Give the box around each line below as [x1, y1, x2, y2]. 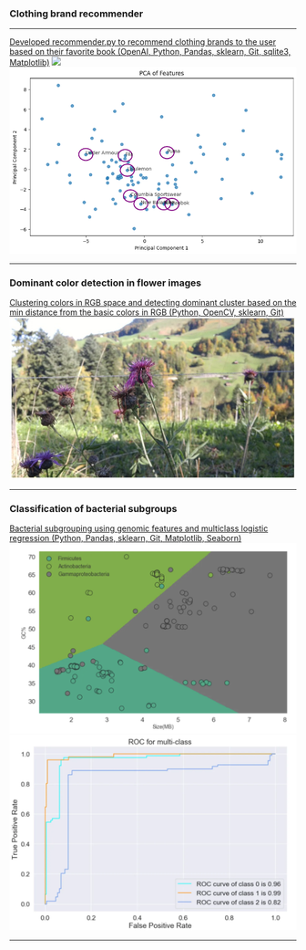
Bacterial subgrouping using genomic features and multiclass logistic [9, 523, 269, 534]
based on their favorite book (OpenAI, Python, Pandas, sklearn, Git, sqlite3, [9, 47, 291, 57]
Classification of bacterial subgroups [9, 503, 178, 516]
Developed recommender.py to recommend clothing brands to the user [9, 37, 276, 47]
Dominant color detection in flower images [9, 277, 202, 289]
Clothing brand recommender [9, 7, 144, 20]
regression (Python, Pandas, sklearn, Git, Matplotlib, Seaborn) [9, 533, 242, 544]
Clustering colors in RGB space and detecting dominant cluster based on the [9, 298, 297, 308]
